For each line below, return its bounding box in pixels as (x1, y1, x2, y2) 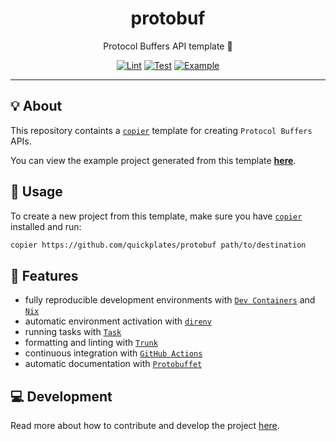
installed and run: (10, 220, 82, 232)
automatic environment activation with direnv (24, 315, 212, 327)
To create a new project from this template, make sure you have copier (10, 210, 303, 222)
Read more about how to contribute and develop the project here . (10, 420, 280, 432)
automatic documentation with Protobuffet (24, 358, 203, 370)
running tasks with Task (24, 326, 122, 338)
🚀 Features (10, 267, 79, 284)
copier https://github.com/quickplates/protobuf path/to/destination (10, 240, 307, 250)
